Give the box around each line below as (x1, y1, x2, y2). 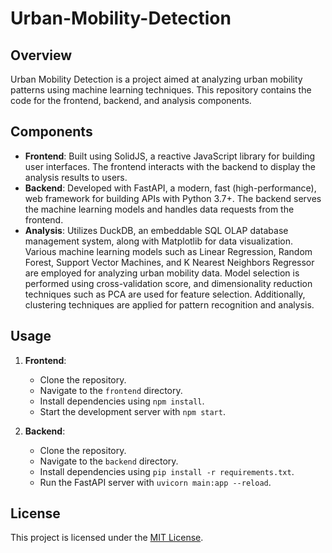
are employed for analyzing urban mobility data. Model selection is (24, 267, 300, 279)
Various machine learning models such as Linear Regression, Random (24, 245, 313, 257)
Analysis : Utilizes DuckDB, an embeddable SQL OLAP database (24, 224, 289, 236)
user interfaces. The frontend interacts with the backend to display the (24, 160, 316, 172)
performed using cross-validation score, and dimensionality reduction (24, 277, 313, 289)
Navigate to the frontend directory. (39, 384, 183, 396)
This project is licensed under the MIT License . (10, 532, 204, 544)
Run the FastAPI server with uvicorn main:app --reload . (39, 476, 272, 488)
